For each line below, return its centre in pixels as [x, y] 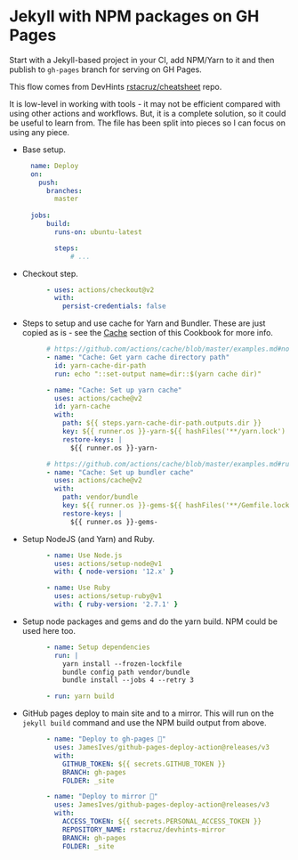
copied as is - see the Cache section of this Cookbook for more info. [148, 333]
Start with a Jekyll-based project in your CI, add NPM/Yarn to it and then [142, 60]
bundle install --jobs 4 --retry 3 [128, 680]
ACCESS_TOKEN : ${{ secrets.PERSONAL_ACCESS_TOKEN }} [162, 822]
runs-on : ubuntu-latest [98, 232]
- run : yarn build [80, 696]
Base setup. [44, 150]
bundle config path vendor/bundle [126, 672]
